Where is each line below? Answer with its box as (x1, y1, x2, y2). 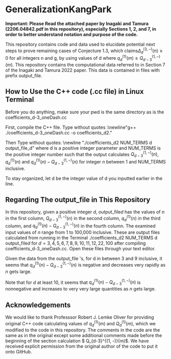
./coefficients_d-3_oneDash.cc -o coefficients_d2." (5, 129, 112, 136)
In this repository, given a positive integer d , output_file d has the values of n (5, 209, 165, 215)
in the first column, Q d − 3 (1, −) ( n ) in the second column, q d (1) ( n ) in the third (5, 214, 161, 223)
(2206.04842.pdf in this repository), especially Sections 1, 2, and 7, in (5, 26, 157, 32)
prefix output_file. (5, 73, 42, 79)
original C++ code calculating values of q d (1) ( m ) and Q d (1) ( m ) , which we (5, 320, 156, 328)
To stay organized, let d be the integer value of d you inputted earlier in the (5, 175, 163, 181)
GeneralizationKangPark (5, 4, 112, 15)
